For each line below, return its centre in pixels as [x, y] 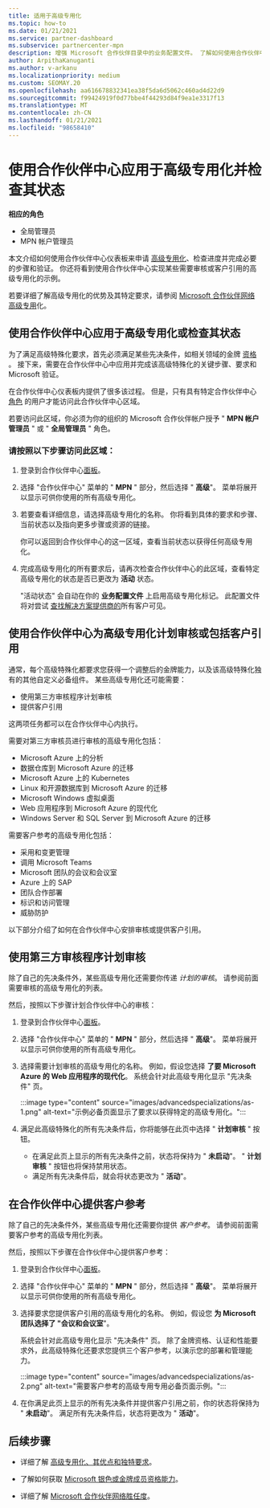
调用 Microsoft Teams [56, 862]
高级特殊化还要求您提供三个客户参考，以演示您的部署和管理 [147, 1351]
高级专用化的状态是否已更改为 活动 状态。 [89, 578]
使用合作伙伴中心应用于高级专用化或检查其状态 [125, 333]
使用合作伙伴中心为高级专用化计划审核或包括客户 [130, 633]
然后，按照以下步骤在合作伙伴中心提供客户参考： [89, 1252]
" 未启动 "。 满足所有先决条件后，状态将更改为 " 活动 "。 [111, 1413]
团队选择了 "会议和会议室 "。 [67, 1323]
